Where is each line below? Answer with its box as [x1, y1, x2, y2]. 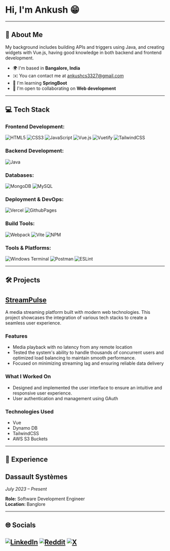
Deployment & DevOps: [5, 196, 64, 203]
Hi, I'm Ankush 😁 [5, 4, 80, 16]
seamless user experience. [5, 320, 62, 326]
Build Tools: [5, 220, 35, 227]
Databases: [5, 172, 34, 179]
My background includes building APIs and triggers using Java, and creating [5, 44, 164, 50]
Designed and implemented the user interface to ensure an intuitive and [12, 384, 162, 391]
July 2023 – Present [5, 486, 47, 492]
